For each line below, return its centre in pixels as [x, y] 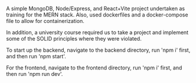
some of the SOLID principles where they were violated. [74, 39]
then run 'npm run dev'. [35, 74]
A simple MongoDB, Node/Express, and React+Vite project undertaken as [95, 9]
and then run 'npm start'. [36, 56]
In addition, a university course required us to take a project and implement [97, 32]
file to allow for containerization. [45, 21]
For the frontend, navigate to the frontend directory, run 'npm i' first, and [94, 68]
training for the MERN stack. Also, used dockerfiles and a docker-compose [97, 15]
